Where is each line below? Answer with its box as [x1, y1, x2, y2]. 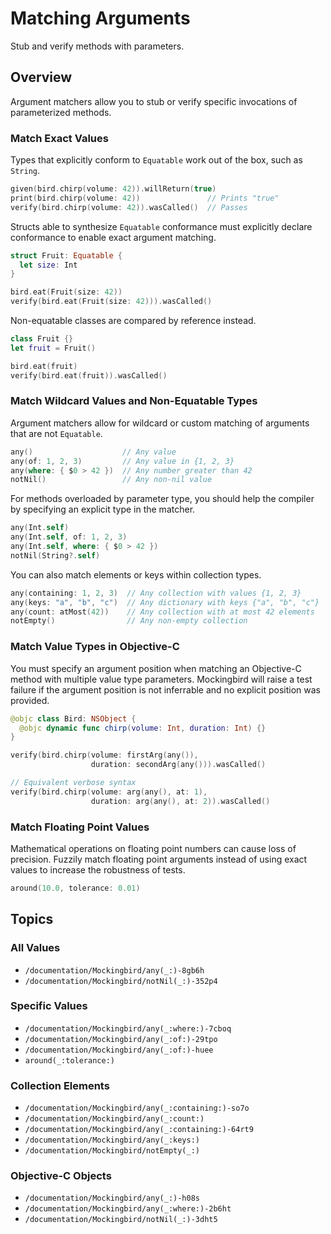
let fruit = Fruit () [10, 343, 97, 353]
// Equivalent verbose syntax [10, 778, 137, 788]
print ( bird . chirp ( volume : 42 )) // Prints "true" [10, 193, 280, 203]
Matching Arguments [10, 7, 191, 30]
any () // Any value [10, 447, 177, 457]
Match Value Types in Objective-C [10, 640, 180, 654]
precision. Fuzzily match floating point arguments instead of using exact [10, 853, 308, 865]
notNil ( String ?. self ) [10, 550, 101, 561]
